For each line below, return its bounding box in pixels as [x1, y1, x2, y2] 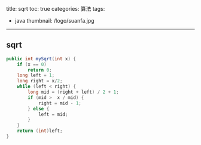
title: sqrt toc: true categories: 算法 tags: [6, 5, 105, 12]
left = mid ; [38, 111, 68, 118]
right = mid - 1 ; [38, 100, 82, 106]
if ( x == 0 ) [17, 61, 47, 67]
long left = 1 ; [17, 72, 55, 79]
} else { [28, 106, 50, 112]
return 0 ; [28, 67, 52, 73]
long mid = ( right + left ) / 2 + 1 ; [28, 89, 119, 95]
